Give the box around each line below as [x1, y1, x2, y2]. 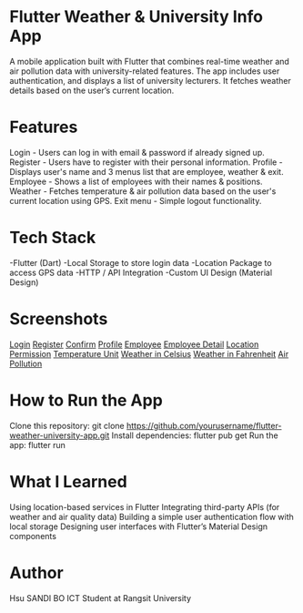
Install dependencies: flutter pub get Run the [111, 430, 279, 441]
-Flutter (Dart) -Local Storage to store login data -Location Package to [9, 257, 272, 268]
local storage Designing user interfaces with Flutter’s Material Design [9, 521, 268, 532]
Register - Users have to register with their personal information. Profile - [9, 157, 284, 168]
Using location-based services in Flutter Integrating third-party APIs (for [9, 501, 280, 512]
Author [9, 562, 64, 583]
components [9, 530, 57, 541]
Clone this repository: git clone [9, 420, 125, 431]
